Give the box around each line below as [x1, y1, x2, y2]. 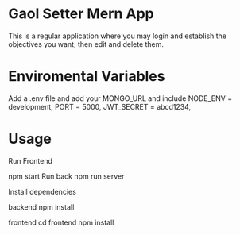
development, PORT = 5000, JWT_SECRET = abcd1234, [8, 102, 192, 111]
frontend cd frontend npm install [8, 218, 114, 227]
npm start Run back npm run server [8, 171, 125, 181]
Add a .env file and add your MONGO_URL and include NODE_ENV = [8, 93, 233, 103]
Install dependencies [8, 187, 77, 196]
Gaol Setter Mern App [8, 5, 154, 23]
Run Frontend [8, 156, 53, 165]
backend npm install [8, 202, 75, 211]
